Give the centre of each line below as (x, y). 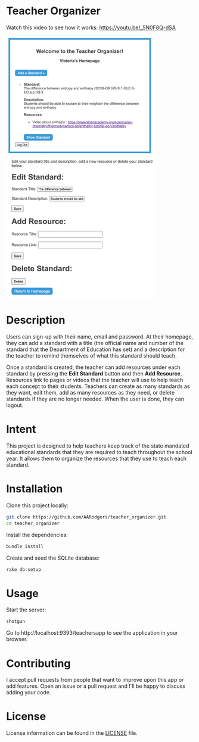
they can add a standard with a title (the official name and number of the (95, 343)
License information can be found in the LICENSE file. (72, 733)
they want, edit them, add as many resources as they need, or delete (90, 393)
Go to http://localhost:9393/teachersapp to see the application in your (92, 633)
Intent (21, 429)
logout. (15, 405)
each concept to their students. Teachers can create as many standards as (98, 386)
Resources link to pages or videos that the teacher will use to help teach (95, 380)
